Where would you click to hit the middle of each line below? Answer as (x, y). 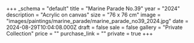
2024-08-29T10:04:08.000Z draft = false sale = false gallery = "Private (95, 27)
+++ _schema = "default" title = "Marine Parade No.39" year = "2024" (93, 9)
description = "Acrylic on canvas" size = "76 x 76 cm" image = (83, 15)
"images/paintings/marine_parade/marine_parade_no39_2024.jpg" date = (98, 21)
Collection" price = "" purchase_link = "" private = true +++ (80, 34)
